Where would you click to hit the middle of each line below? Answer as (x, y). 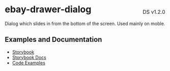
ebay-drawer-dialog (48, 9)
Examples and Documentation (53, 40)
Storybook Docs (29, 57)
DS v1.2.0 (154, 12)
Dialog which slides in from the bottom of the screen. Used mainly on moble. (85, 23)
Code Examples (29, 63)
